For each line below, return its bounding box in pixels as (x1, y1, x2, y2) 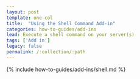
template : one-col (6, 15, 53, 21)
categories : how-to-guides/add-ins (6, 26, 97, 32)
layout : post (6, 9, 40, 15)
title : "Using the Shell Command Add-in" (6, 20, 116, 26)
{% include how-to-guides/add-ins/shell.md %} (6, 66, 126, 73)
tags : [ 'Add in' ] (6, 37, 51, 43)
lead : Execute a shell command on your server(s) (6, 32, 135, 38)
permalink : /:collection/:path (6, 49, 86, 55)
